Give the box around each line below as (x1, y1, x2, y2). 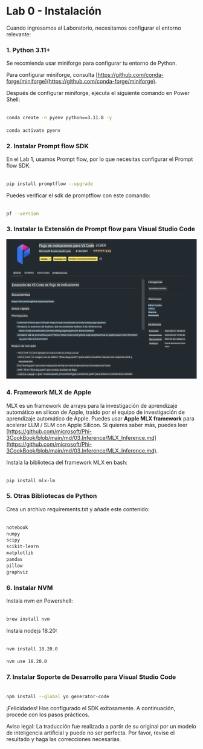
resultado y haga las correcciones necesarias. (6, 736, 121, 743)
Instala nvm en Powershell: (6, 597, 73, 604)
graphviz (6, 569, 28, 575)
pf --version (6, 211, 39, 217)
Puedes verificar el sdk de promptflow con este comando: (6, 192, 151, 199)
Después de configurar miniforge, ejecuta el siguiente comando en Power (6, 90, 190, 97)
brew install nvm (6, 616, 50, 622)
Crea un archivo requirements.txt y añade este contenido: (6, 505, 150, 512)
